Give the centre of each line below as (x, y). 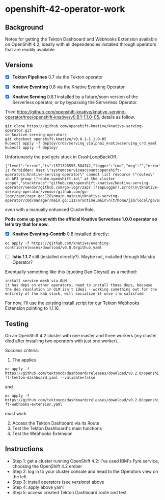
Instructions (24, 449)
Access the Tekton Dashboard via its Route (56, 423)
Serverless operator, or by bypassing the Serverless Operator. (75, 102)
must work (16, 413)
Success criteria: (22, 350)
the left (19, 476)
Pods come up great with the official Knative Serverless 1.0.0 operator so (81, 219)
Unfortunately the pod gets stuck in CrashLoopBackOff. (61, 157)
